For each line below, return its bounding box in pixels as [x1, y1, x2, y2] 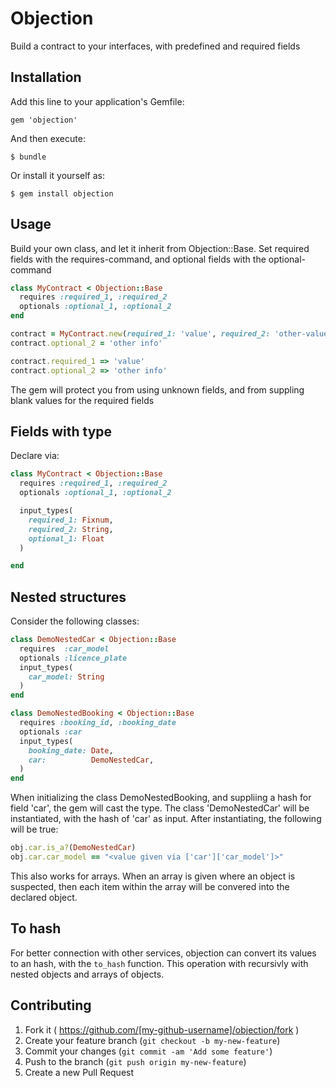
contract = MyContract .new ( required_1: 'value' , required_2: [10, 329, 271, 339]
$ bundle [10, 152, 47, 162]
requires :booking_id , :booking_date [19, 718, 177, 728]
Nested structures [10, 588, 127, 606]
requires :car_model [19, 643, 110, 654]
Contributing [10, 997, 92, 1014]
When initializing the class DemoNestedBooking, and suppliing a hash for [10, 792, 312, 804]
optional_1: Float [28, 533, 105, 544]
